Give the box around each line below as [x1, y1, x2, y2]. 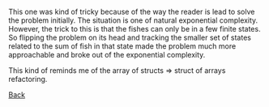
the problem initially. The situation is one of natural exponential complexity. [8, 15, 258, 25]
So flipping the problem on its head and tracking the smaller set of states [8, 32, 251, 42]
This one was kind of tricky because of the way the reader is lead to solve [8, 7, 255, 16]
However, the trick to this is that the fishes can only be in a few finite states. [8, 24, 261, 33]
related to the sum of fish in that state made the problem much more [8, 41, 237, 51]
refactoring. [8, 75, 48, 83]
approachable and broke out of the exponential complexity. [8, 50, 206, 59]
